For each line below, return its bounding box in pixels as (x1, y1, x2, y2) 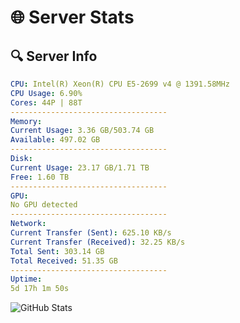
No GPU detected (10, 200, 78, 210)
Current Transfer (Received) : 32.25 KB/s (10, 237, 186, 247)
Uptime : (10, 274, 43, 285)
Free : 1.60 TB (10, 172, 70, 182)
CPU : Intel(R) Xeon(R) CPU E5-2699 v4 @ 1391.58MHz (10, 79, 230, 89)
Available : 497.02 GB (10, 135, 101, 145)
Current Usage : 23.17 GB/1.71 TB (10, 162, 150, 173)
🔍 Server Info (10, 47, 98, 65)
